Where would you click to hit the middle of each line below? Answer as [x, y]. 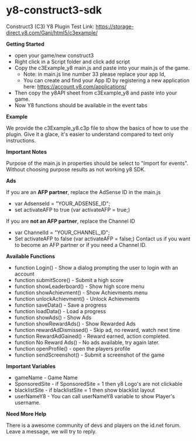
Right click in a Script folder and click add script [72, 62]
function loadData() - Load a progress [60, 311]
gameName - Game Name [46, 377]
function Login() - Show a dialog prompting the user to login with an [96, 267]
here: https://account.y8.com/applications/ [75, 86]
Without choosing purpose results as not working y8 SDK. [76, 169]
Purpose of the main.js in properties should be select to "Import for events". [97, 163]
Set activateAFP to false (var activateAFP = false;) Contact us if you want [102, 239]
